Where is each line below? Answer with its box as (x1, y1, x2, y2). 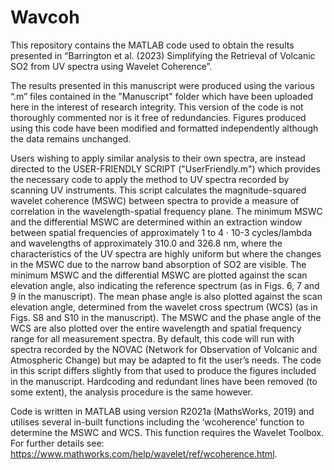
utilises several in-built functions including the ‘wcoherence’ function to (10, 416, 305, 428)
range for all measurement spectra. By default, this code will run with (10, 332, 295, 345)
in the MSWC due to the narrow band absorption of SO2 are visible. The (10, 258, 307, 270)
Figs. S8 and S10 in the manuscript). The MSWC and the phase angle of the (10, 311, 322, 323)
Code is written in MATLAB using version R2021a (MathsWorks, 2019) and (10, 405, 315, 417)
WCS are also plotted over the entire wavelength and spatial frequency (10, 322, 302, 334)
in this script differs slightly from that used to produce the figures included (10, 364, 317, 376)
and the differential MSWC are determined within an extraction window (10, 216, 303, 228)
